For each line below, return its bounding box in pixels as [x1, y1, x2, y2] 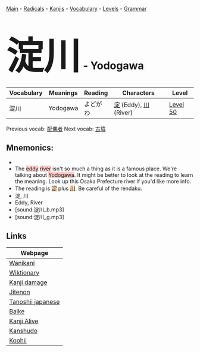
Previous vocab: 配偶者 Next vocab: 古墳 [6, 125, 106, 132]
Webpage [20, 248, 49, 257]
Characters [122, 89, 155, 97]
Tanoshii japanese [9, 297, 60, 306]
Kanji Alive [9, 317, 39, 325]
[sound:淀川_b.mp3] [14, 205, 64, 213]
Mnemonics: [6, 143, 54, 153]
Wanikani [9, 258, 35, 267]
